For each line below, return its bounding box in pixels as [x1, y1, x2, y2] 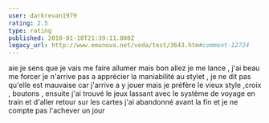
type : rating [8, 26, 52, 34]
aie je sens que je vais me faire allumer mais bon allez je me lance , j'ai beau [8, 63, 260, 73]
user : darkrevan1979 [8, 11, 78, 20]
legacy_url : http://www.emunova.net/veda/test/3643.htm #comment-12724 [8, 42, 250, 50]
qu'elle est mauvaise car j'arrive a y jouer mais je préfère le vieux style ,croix [8, 81, 262, 90]
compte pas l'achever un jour [8, 105, 106, 116]
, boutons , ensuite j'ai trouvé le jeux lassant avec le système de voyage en [8, 89, 255, 98]
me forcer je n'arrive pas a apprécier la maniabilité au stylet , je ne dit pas [8, 72, 251, 81]
